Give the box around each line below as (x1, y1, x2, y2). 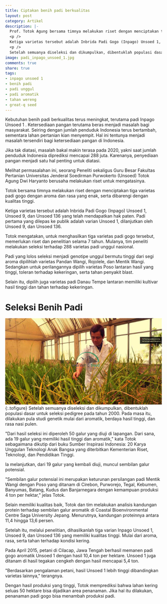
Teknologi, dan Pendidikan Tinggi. (5, 452, 75, 458)
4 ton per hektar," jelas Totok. (5, 492, 66, 498)
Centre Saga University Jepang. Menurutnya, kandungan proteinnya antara (5, 512, 159, 519)
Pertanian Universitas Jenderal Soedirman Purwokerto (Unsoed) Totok (5, 173, 150, 179)
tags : (5, 71, 16, 76)
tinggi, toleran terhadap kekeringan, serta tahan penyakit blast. (5, 269, 134, 275)
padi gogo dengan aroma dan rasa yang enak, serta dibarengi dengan (5, 193, 148, 199)
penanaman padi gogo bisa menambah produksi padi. (5, 593, 116, 599)
